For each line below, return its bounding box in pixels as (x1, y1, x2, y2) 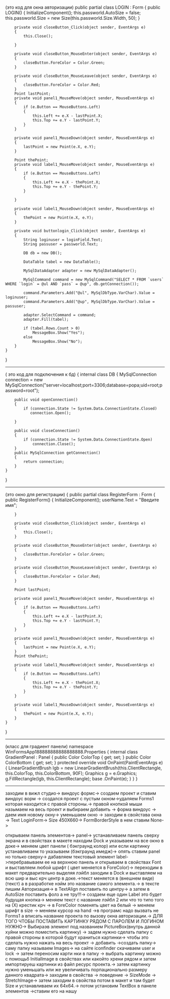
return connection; (23, 459, 65, 464)
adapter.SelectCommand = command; (23, 313, 96, 318)
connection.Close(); (32, 442, 76, 447)
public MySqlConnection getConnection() (14, 450, 101, 455)
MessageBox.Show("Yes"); (32, 330, 85, 335)
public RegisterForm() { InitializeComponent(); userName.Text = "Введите (5, 497, 159, 503)
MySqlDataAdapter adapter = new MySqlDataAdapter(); (23, 268, 137, 273)
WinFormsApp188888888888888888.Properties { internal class (5, 749, 138, 755)
